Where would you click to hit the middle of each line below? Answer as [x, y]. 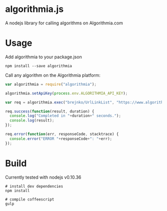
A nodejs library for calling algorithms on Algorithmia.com [64, 23]
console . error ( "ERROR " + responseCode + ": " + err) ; [61, 139]
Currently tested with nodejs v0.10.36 [43, 177]
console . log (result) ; [32, 120]
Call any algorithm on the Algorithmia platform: [53, 75]
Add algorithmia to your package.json [43, 57]
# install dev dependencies [34, 186]
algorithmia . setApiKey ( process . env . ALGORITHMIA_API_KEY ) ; [66, 93]
